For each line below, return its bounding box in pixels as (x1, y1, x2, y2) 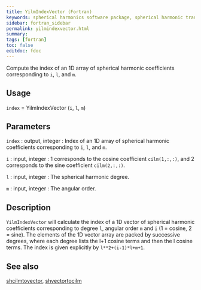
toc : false (6, 43, 33, 49)
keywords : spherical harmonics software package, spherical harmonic (6, 14, 184, 20)
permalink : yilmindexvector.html (6, 25, 90, 32)
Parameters (6, 121, 51, 131)
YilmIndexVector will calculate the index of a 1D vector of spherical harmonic (6, 219, 195, 226)
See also (6, 261, 39, 271)
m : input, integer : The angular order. (6, 185, 96, 192)
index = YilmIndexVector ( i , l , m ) (6, 104, 86, 111)
